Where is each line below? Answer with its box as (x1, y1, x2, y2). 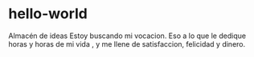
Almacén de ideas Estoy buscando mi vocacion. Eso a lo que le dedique (8, 31, 247, 40)
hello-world (8, 5, 88, 23)
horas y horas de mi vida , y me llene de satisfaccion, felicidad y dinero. (8, 39, 246, 48)
